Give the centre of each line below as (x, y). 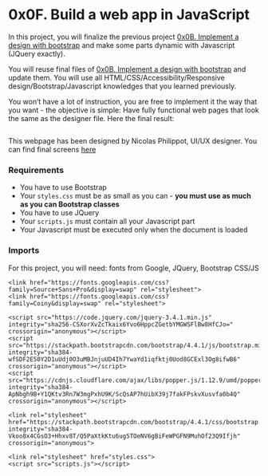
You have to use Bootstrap (63, 187)
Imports (24, 250)
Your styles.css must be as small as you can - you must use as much (135, 196)
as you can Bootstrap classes (69, 204)
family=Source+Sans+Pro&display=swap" (73, 289)
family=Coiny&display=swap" (55, 303)
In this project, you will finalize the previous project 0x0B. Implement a (124, 37)
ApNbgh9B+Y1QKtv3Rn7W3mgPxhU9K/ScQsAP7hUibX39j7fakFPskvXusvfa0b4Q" (124, 394)
